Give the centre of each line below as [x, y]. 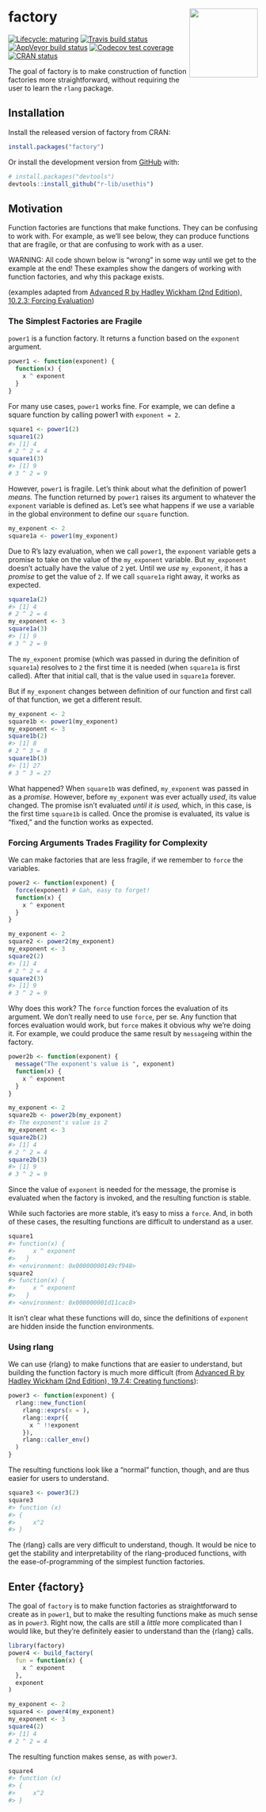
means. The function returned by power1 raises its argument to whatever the [132, 497]
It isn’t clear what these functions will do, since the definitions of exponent [129, 1317]
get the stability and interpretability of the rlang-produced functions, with [127, 1553]
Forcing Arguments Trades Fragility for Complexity [108, 842]
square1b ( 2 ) [28, 736]
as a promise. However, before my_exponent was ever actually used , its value [133, 796]
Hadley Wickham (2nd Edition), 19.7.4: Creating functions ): [103, 1381]
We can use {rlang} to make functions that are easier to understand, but [125, 1364]
